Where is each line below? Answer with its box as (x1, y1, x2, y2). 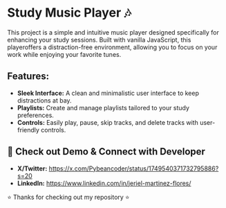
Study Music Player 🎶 (7, 5, 131, 21)
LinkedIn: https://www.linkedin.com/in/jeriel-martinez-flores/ (17, 179, 191, 187)
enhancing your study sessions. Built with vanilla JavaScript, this (7, 35, 191, 44)
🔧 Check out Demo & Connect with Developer (7, 146, 206, 157)
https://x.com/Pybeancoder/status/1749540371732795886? (48, 164, 219, 173)
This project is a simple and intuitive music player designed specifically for (7, 28, 220, 36)
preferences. (17, 111, 54, 119)
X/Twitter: (17, 164, 48, 173)
